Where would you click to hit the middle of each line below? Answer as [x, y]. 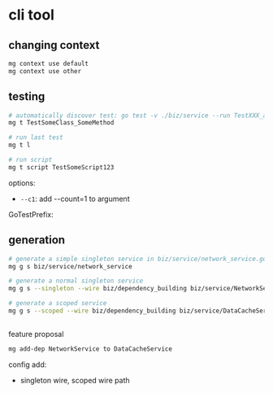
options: [22, 183]
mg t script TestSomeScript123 [61, 167]
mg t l [19, 145]
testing [27, 96]
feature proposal [36, 334]
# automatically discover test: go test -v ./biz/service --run [119, 116]
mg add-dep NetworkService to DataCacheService [91, 349]
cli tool [32, 15]
